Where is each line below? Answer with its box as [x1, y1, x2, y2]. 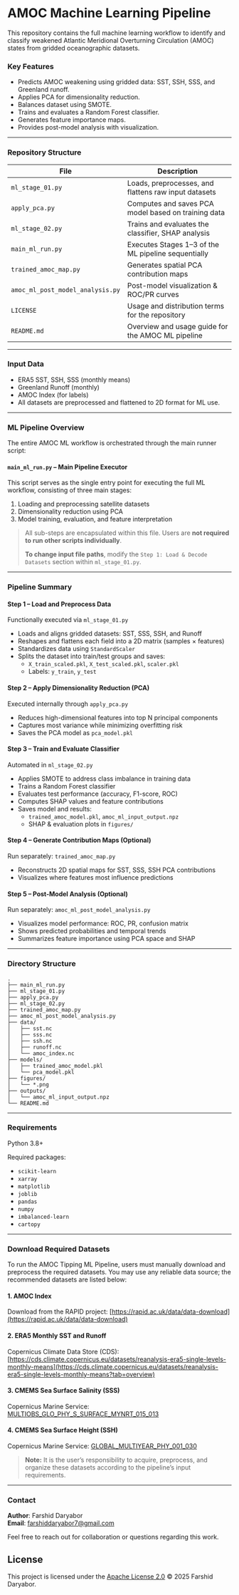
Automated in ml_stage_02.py [7, 760, 93, 769]
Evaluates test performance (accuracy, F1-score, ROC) [17, 789, 178, 798]
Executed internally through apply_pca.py [7, 700, 129, 708]
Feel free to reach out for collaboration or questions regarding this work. [7, 1533, 219, 1542]
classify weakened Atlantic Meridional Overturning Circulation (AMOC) [7, 36, 215, 44]
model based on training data [127, 207, 225, 217]
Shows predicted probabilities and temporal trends [17, 927, 166, 935]
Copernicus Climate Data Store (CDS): [7, 1347, 119, 1356]
